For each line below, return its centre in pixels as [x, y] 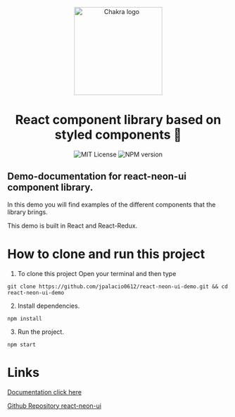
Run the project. [41, 332]
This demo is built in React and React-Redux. [72, 225]
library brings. [27, 212]
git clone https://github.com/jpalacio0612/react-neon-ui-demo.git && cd [118, 286]
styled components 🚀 [118, 135]
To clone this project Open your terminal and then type [97, 273]
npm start [22, 344]
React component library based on [118, 120]
